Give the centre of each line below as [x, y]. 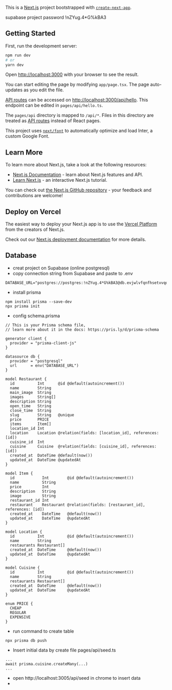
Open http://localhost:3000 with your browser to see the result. [72, 74]
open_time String [31, 406]
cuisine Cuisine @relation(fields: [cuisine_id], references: [83, 446]
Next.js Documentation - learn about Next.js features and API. [78, 175]
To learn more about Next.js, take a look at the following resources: [76, 165]
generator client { [26, 338]
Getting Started [30, 34]
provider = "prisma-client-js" [43, 343]
